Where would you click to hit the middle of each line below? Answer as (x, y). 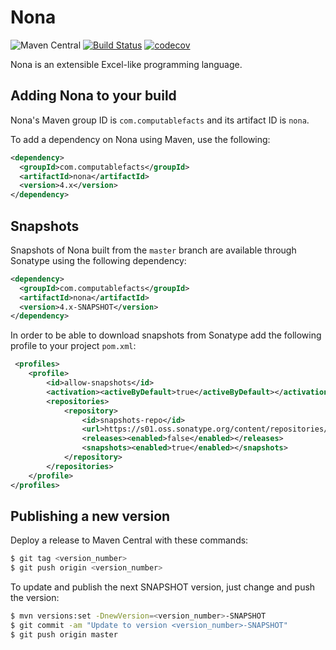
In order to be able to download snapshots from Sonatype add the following (166, 335)
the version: (35, 598)
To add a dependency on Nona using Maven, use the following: (140, 139)
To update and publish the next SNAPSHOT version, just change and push (163, 587)
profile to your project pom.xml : (73, 346)
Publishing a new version (90, 516)
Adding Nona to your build (93, 96)
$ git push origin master (64, 634)
